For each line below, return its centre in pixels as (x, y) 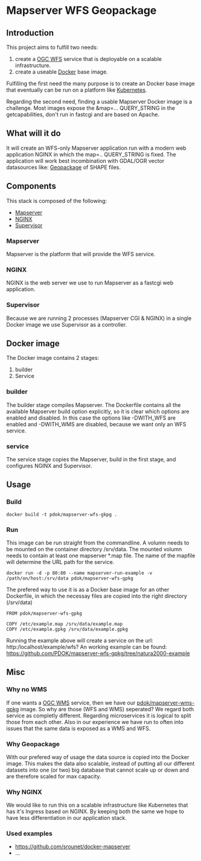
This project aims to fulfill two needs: (52, 47)
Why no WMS (27, 690)
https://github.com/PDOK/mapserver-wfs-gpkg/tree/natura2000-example (98, 653)
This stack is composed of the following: (57, 200)
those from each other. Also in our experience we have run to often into (95, 722)
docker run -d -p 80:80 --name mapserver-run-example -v (79, 573)
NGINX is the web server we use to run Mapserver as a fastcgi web (90, 283)
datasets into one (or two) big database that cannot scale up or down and (97, 770)
